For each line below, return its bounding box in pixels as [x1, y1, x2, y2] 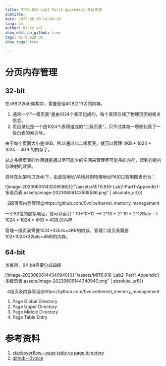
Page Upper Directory [12, 304, 57, 309]
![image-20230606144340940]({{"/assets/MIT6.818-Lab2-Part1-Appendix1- [5, 272, 161, 278]
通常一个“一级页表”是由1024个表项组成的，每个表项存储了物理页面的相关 [12, 111, 161, 117]
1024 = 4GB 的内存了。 [5, 146, 53, 152]
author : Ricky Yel [5, 26, 43, 31]
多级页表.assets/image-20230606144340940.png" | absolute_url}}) [5, 278, 144, 284]
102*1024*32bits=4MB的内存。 [5, 234, 71, 240]
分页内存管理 [5, 66, 58, 78]
